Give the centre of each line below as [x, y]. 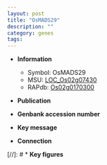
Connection [34, 141]
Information [35, 59]
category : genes [30, 33]
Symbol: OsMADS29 [57, 73]
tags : [15, 40]
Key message [37, 128]
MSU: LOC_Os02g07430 [62, 80]
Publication [34, 101]
